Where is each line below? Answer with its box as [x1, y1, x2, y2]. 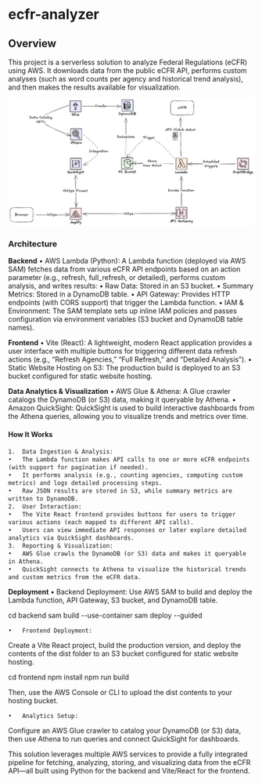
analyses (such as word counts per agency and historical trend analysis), [8, 75, 244, 83]
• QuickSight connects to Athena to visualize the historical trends [8, 566, 246, 574]
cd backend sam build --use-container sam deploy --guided [8, 610, 203, 621]
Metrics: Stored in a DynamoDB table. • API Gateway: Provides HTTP [8, 289, 231, 299]
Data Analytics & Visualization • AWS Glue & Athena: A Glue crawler [8, 386, 231, 395]
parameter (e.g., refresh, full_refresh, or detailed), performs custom [8, 272, 225, 282]
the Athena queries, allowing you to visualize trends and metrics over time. [8, 411, 249, 421]
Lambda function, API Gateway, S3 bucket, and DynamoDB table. [8, 595, 218, 605]
